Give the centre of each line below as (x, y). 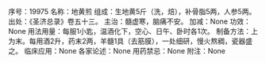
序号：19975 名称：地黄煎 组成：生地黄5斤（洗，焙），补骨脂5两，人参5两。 (132, 11)
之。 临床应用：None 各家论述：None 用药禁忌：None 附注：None (117, 51)
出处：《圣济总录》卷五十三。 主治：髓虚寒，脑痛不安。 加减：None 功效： (130, 21)
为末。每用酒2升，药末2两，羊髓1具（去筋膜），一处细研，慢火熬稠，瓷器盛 (130, 41)
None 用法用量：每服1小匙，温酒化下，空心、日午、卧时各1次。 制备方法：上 (133, 31)
